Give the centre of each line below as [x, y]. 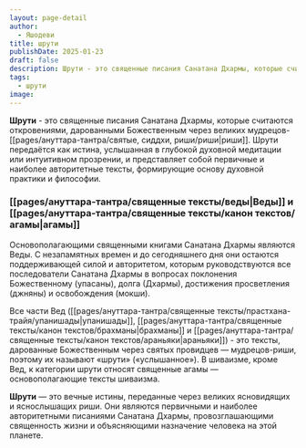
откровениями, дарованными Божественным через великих [127, 130]
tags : [20, 78]
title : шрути [34, 43]
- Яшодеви [36, 35]
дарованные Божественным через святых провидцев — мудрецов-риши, [153, 349]
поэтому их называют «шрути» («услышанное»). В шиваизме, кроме [144, 359]
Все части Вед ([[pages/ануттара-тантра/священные [112, 310]
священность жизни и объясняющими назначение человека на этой [143, 425]
